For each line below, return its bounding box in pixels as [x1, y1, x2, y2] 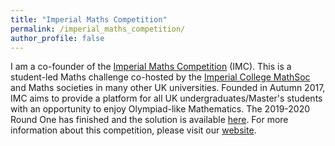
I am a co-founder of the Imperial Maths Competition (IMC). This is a [10, 61, 292, 73]
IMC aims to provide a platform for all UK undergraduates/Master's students [10, 92, 323, 105]
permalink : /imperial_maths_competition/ [10, 24, 186, 34]
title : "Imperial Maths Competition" [10, 14, 168, 25]
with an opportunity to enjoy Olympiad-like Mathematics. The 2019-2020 [10, 103, 311, 115]
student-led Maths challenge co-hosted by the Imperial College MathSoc [10, 71, 311, 83]
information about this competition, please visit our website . [10, 124, 257, 136]
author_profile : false [10, 33, 105, 43]
